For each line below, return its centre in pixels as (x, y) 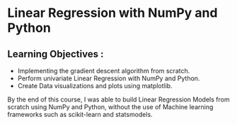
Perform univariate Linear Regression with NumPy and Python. (109, 78)
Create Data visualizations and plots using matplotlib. (95, 86)
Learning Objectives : (56, 54)
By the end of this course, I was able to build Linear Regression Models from (118, 99)
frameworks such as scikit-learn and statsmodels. (80, 114)
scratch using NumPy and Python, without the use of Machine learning (110, 107)
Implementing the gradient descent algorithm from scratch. (104, 71)
